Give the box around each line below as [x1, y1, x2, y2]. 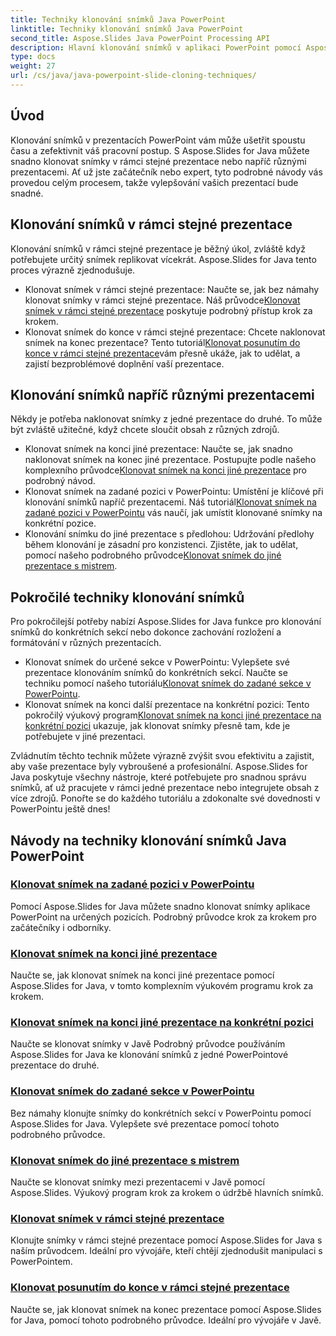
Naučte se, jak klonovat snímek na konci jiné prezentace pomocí [10, 969, 275, 981]
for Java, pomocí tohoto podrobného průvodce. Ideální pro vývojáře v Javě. [10, 1314, 322, 1326]
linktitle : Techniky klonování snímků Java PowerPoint [10, 24, 244, 34]
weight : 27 [10, 61, 56, 71]
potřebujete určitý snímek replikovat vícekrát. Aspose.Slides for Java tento [10, 253, 317, 265]
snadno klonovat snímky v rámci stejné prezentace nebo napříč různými [10, 155, 307, 167]
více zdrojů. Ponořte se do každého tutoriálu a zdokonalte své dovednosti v [10, 792, 321, 805]
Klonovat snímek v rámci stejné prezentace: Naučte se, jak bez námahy [24, 283, 320, 295]
